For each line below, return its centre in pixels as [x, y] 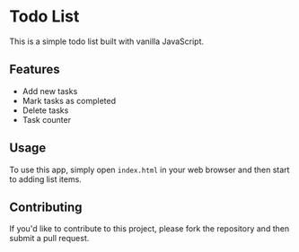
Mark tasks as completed [69, 100]
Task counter [47, 119]
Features [35, 70]
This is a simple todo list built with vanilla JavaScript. [107, 41]
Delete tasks [45, 110]
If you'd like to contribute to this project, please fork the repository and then [149, 229]
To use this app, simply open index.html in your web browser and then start [149, 169]
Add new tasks [50, 91]
